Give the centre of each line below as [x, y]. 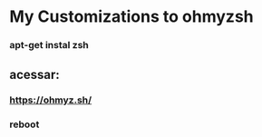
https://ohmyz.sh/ [51, 100]
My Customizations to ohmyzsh [131, 17]
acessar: [35, 74]
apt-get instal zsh [49, 45]
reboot [24, 124]
